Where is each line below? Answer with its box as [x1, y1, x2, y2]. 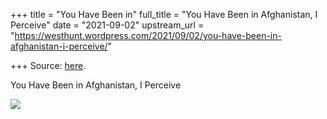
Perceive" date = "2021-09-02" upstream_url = [10, 19, 205, 31]
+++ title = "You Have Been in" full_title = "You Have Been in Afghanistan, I [10, 9, 318, 20]
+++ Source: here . [10, 60, 87, 71]
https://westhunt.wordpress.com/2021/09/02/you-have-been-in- [14, 30, 282, 41]
